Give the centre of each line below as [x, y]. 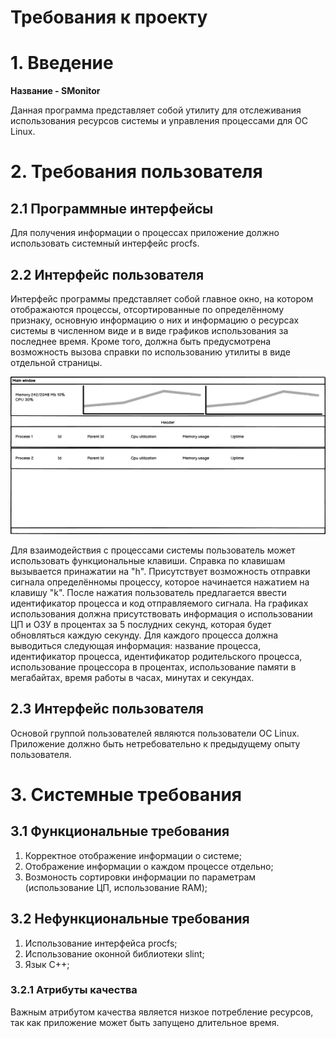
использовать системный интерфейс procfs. [105, 243]
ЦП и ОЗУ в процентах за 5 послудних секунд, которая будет [141, 624]
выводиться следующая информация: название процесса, [136, 645]
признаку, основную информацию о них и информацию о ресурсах [155, 320]
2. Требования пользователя [136, 172]
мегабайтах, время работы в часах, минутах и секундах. [132, 677]
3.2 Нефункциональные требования [130, 919]
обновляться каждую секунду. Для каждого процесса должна [144, 635]
